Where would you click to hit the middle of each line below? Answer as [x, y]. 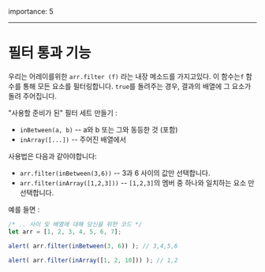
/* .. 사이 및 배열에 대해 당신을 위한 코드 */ [75, 224]
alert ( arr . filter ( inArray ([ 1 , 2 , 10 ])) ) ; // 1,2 [93, 260]
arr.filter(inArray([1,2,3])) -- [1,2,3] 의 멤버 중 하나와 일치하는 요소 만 [137, 183]
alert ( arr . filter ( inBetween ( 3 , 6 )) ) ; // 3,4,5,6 [93, 246]
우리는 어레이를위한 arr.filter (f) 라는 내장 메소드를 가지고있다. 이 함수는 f [126, 76]
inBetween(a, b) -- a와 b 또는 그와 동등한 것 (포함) [99, 129]
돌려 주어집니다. [33, 96]
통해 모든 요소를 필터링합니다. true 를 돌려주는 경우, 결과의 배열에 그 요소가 [137, 86]
